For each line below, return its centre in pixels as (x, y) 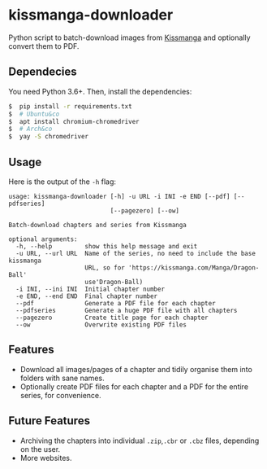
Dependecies (43, 72)
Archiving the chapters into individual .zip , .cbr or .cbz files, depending (140, 441)
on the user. (40, 449)
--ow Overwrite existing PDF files (101, 324)
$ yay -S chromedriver (49, 137)
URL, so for (105, 267)
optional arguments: (43, 239)
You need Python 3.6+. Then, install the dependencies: (100, 91)
